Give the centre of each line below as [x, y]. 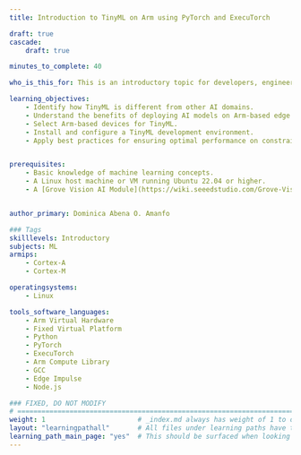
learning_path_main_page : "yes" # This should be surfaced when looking [150, 436]
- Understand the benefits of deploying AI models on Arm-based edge [158, 116]
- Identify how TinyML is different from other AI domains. [140, 107]
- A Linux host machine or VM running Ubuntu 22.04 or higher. [146, 181]
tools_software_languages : [60, 312]
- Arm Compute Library [68, 362]
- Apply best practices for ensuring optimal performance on [142, 141]
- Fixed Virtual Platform [74, 329]
